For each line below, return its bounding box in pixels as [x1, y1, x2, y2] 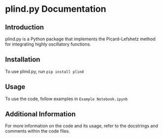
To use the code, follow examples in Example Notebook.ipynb [5, 96, 128, 102]
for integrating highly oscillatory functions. [5, 41, 91, 47]
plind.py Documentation [5, 3, 106, 15]
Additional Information [5, 110, 76, 118]
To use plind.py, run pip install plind [5, 68, 84, 74]
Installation [5, 55, 40, 64]
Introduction [5, 23, 44, 31]
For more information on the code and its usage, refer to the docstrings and [5, 123, 159, 129]
